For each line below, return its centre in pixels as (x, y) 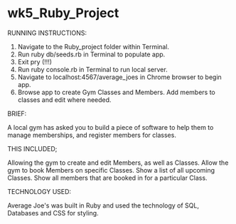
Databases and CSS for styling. (53, 213)
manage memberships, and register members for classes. (92, 135)
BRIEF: (17, 113)
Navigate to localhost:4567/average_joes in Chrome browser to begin (119, 77)
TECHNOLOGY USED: (39, 191)
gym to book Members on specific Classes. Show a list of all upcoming (111, 170)
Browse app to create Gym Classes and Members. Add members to (116, 92)
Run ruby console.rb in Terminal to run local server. (93, 69)
